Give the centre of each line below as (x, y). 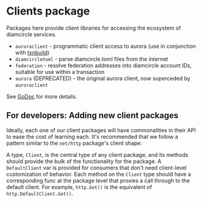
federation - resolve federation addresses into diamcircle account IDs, (103, 65)
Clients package (48, 11)
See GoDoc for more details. (42, 96)
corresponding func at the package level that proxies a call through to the (98, 181)
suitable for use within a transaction (60, 72)
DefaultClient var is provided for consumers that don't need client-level (96, 167)
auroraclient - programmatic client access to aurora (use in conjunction (105, 46)
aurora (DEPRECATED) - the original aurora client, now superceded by (103, 78)
